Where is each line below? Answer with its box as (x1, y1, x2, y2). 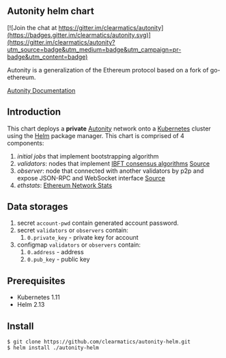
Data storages (7, 201, 68, 212)
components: (7, 139, 44, 147)
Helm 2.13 (16, 301, 45, 309)
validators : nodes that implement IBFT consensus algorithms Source (16, 159, 210, 167)
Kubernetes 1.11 (16, 293, 60, 301)
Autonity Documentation (7, 86, 76, 94)
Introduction (7, 106, 61, 118)
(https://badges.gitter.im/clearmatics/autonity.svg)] (7, 31, 152, 39)
